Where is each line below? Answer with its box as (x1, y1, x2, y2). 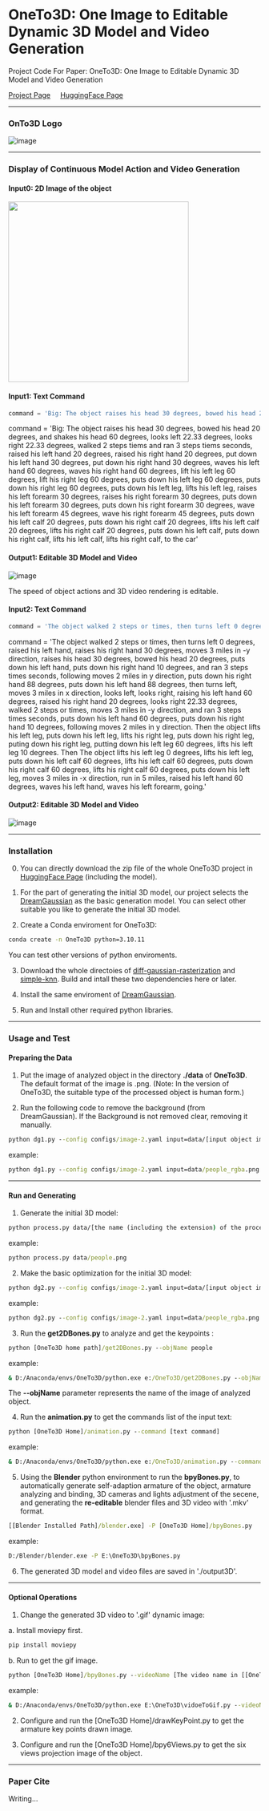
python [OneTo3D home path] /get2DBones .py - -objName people (8, 1344, 214, 1352)
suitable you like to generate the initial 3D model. (19, 904, 182, 915)
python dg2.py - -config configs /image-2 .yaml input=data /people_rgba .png (8, 1313, 260, 1322)
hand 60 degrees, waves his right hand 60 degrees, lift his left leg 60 (8, 467, 236, 476)
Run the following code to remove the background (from (19, 1103, 206, 1113)
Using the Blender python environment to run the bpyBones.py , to (19, 1473, 240, 1482)
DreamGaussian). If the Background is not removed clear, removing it (19, 1112, 248, 1122)
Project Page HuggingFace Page (8, 90, 124, 99)
